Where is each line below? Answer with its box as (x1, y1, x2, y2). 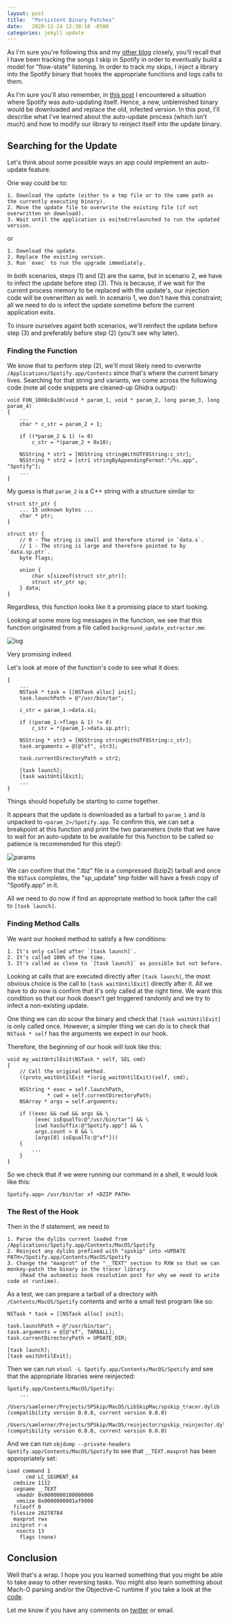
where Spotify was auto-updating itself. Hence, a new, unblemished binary (7, 98, 219, 107)
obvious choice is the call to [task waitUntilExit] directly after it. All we (7, 979, 213, 987)
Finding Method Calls (7, 919, 80, 929)
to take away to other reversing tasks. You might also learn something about (7, 1578, 223, 1586)
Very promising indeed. (7, 650, 74, 658)
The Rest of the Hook (7, 1207, 79, 1216)
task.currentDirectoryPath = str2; (19, 755, 122, 762)
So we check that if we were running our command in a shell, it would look (7, 1170, 218, 1179)
